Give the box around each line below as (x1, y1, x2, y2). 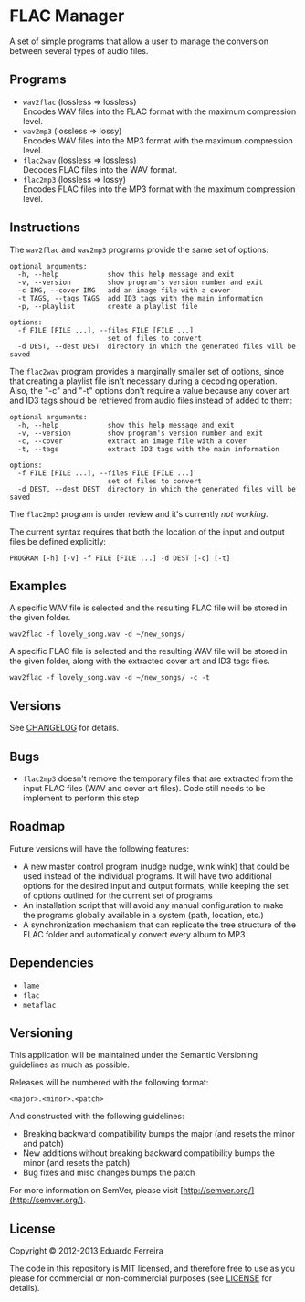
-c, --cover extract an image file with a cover (17, 436, 247, 446)
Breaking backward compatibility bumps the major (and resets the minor (22, 1128, 295, 1139)
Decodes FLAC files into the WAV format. (22, 164, 178, 175)
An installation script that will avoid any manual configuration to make (22, 899, 284, 910)
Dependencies (9, 956, 94, 971)
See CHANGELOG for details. (9, 723, 120, 734)
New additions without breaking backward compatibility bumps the (22, 1148, 276, 1159)
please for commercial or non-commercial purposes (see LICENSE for (9, 1273, 272, 1284)
